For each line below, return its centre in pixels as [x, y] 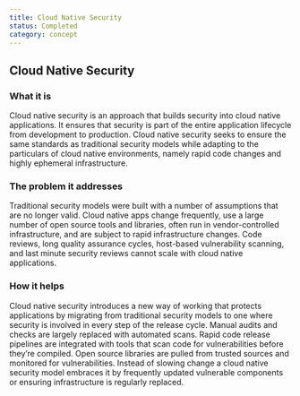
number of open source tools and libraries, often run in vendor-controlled [144, 225]
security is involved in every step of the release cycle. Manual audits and [143, 324]
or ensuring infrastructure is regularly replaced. [97, 382]
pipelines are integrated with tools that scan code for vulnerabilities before [146, 344]
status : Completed [43, 26]
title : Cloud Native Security [66, 17]
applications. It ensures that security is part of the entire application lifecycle [150, 125]
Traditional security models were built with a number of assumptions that [144, 206]
